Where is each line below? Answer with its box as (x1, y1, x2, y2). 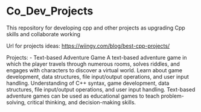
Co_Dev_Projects (6, 4, 94, 18)
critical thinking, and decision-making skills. (27, 98, 136, 106)
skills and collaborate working (6, 30, 80, 37)
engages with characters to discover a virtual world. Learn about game (6, 66, 183, 73)
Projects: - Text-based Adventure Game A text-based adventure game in (6, 54, 187, 61)
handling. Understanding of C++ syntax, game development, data (6, 79, 170, 87)
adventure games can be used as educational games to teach (6, 92, 160, 99)
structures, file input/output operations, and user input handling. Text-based (6, 86, 196, 93)
